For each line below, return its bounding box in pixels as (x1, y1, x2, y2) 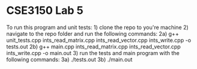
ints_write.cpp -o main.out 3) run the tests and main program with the (6, 49, 180, 56)
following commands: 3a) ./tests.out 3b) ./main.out (6, 56, 133, 63)
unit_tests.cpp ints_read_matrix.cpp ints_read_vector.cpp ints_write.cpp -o (6, 36, 192, 44)
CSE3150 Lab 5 (6, 4, 84, 18)
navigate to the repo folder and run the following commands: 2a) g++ (6, 30, 179, 37)
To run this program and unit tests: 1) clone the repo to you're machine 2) (6, 24, 189, 31)
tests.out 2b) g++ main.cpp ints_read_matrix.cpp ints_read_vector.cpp (6, 43, 181, 50)
